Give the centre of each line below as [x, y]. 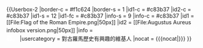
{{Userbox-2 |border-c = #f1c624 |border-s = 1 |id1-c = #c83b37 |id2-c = [99, 9]
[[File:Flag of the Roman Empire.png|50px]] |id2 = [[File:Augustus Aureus [99, 22]
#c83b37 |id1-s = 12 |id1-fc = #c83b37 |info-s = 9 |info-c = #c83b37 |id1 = [100, 16]
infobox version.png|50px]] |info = [50, 30]
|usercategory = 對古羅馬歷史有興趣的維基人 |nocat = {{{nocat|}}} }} [105, 39]
